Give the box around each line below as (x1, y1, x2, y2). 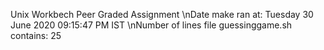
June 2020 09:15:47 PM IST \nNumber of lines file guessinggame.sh (10, 19, 293, 31)
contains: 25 (10, 30, 62, 41)
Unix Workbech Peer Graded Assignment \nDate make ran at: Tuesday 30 (10, 9, 314, 20)
